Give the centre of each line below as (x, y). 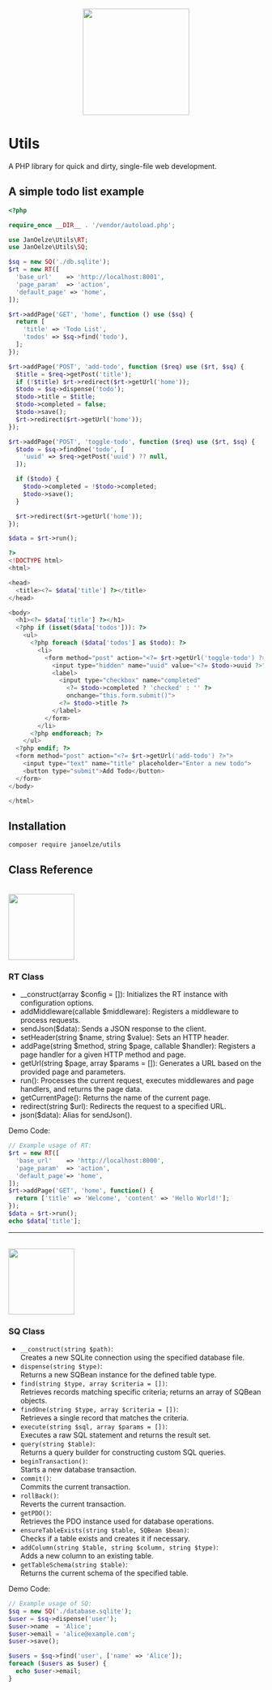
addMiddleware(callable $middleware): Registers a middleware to (129, 1011)
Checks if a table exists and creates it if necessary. (105, 1539)
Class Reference (51, 870)
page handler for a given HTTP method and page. (103, 1054)
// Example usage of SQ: (50, 1604)
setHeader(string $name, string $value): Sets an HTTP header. (124, 1037)
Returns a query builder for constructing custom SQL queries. (123, 1452)
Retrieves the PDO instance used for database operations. (117, 1521)
